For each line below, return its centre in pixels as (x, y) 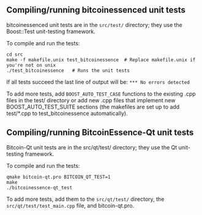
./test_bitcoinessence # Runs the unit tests (68, 70)
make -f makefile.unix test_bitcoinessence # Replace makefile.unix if (101, 60)
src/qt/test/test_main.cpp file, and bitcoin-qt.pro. (70, 205)
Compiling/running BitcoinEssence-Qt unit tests (100, 133)
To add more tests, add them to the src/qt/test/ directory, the (85, 199)
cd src (15, 55)
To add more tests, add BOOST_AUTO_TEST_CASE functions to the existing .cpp (101, 94)
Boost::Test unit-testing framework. (51, 31)
